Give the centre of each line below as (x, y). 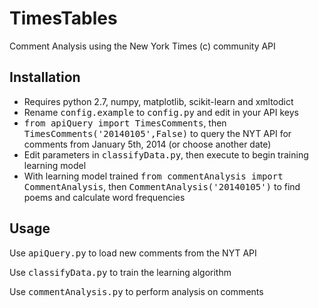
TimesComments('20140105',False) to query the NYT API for (157, 133)
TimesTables (63, 18)
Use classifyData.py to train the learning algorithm (120, 272)
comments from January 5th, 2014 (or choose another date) (147, 144)
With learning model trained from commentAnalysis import (153, 176)
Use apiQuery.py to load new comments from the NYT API (133, 253)
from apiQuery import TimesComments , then (125, 123)
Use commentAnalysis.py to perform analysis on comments (136, 291)
